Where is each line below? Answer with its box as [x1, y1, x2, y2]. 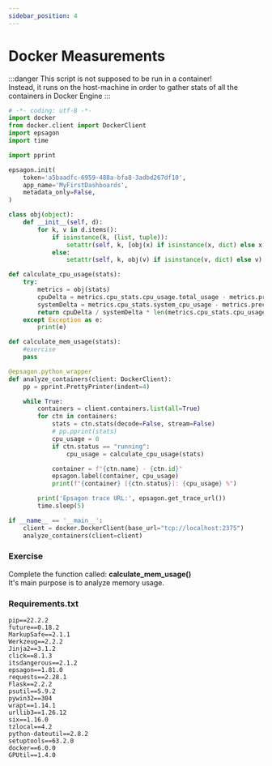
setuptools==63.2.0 [8, 737, 74, 746]
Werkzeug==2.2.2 [8, 638, 63, 646]
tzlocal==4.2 [8, 723, 53, 731]
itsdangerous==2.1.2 [8, 659, 79, 667]
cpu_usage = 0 [51, 434, 100, 443]
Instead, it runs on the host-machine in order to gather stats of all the [8, 82, 239, 92]
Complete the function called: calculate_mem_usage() [8, 569, 192, 579]
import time [8, 137, 49, 145]
